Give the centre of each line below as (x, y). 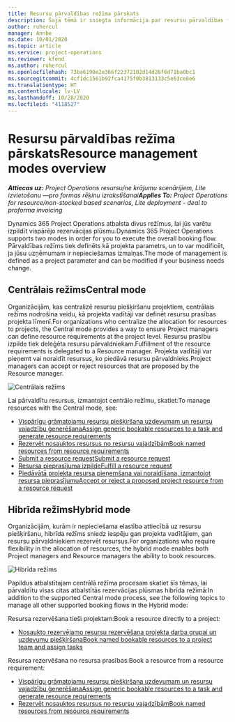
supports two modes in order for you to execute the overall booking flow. (113, 238)
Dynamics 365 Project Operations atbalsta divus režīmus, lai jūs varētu (109, 223)
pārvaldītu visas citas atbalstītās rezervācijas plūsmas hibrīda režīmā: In (111, 590)
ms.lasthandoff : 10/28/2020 (49, 98)
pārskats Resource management (103, 154)
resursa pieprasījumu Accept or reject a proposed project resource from (121, 480)
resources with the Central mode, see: (63, 408)
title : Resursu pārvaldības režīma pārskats (74, 14)
